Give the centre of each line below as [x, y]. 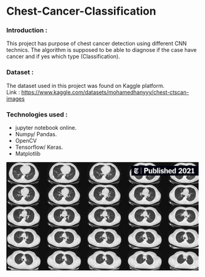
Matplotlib [28, 154]
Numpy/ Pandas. [36, 134]
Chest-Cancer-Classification [81, 11]
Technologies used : [37, 114]
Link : [13, 92]
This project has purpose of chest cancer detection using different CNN [97, 43]
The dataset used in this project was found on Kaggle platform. [85, 85]
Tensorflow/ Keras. [39, 147]
